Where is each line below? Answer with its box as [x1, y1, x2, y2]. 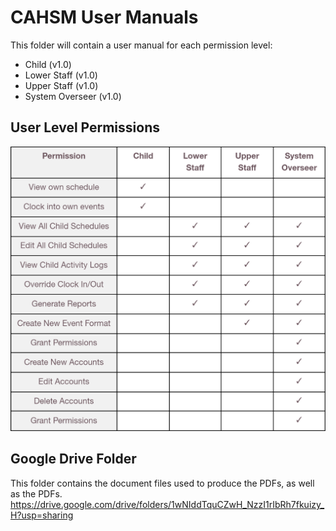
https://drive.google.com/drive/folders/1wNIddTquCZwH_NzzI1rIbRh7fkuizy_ [10, 498, 325, 510]
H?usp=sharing [10, 509, 74, 521]
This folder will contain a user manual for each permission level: [10, 39, 273, 51]
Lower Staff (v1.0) [24, 69, 98, 81]
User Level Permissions [10, 119, 160, 136]
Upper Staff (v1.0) [24, 79, 99, 91]
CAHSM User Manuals [10, 6, 199, 29]
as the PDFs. [10, 487, 63, 500]
